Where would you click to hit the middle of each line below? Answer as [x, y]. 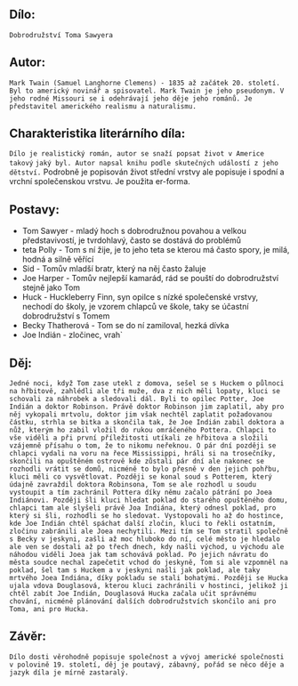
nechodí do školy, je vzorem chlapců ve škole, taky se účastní [135, 307]
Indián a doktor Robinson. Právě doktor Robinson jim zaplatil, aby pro [147, 407]
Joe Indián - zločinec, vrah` [72, 335]
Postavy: [34, 210]
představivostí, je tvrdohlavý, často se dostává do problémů [132, 240]
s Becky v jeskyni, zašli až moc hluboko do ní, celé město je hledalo [145, 539]
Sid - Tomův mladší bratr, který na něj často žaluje [114, 269]
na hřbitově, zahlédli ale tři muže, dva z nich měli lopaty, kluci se [145, 391]
